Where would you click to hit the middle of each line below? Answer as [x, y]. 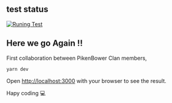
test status [27, 9]
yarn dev [18, 69]
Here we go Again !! [45, 44]
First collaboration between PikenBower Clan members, [77, 58]
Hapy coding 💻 [26, 93]
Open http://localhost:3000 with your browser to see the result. [87, 80]
